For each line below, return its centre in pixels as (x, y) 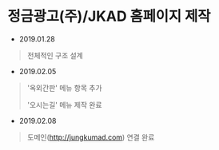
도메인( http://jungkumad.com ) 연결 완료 (91, 137)
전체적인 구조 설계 (55, 55)
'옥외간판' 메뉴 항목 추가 (64, 88)
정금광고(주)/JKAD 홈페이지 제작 (109, 16)
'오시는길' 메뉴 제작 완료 (64, 105)
